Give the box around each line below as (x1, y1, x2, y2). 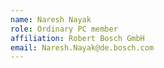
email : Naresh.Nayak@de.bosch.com (10, 42, 155, 53)
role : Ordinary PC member (10, 24, 118, 34)
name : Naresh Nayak (10, 14, 92, 25)
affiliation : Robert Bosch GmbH (10, 33, 145, 43)
